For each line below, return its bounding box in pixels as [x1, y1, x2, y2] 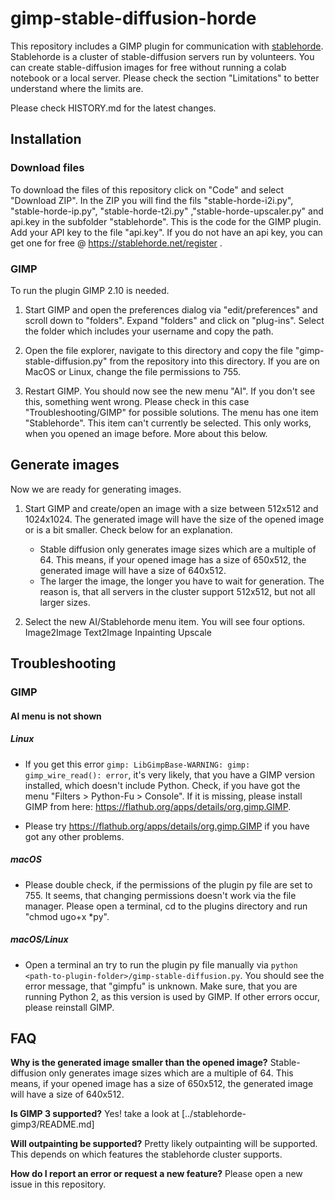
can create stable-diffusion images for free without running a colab [10, 61, 287, 73]
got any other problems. [24, 830, 125, 842]
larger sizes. [39, 596, 91, 608]
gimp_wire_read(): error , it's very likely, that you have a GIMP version [24, 768, 316, 781]
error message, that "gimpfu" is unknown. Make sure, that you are [24, 980, 298, 992]
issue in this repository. [10, 1178, 107, 1191]
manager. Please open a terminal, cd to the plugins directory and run [24, 900, 308, 912]
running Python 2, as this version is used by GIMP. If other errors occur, [24, 990, 320, 1002]
